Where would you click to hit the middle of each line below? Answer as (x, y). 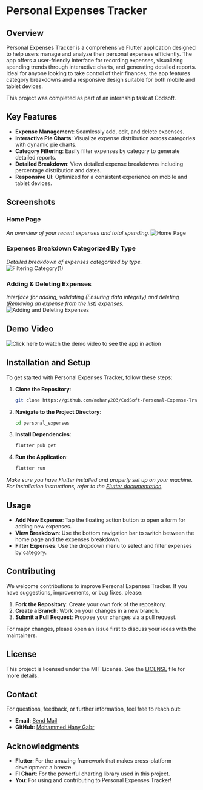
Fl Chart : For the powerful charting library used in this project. (92, 774)
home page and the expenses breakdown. (68, 539)
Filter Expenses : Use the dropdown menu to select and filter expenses (103, 546)
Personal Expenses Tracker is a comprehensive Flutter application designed (101, 47)
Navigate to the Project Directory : (58, 412)
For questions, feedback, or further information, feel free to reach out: (93, 709)
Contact (22, 694)
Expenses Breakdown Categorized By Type (71, 248)
